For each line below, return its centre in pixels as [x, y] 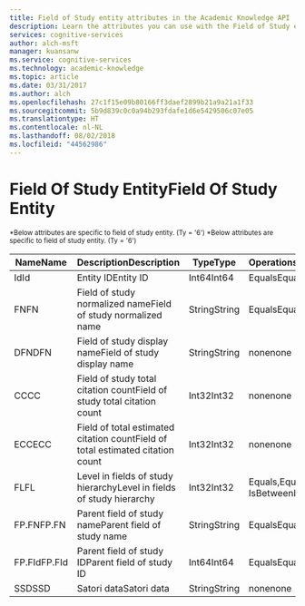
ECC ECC [33, 444]
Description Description [128, 262]
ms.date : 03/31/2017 [49, 85]
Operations [273, 262]
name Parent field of [119, 524]
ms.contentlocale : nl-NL [56, 128]
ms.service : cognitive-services [70, 60]
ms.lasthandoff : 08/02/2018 [63, 136]
